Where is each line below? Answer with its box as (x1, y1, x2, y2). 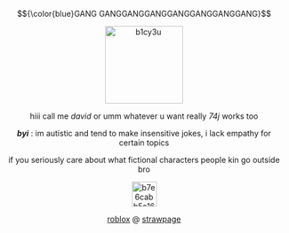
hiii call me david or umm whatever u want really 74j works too (29, 111, 259, 121)
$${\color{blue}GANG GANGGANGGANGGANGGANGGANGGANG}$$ (16, 9, 272, 19)
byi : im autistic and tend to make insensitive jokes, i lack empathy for (16, 128, 272, 138)
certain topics (118, 137, 170, 148)
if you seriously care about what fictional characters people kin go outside (7, 155, 281, 165)
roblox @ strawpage (107, 214, 181, 224)
